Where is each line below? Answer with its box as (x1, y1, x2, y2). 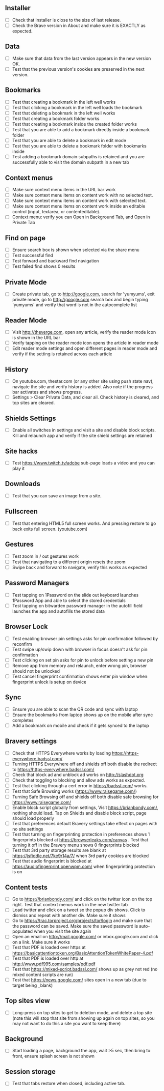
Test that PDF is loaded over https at (12, 945, 86, 950)
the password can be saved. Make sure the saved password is (12, 923, 138, 929)
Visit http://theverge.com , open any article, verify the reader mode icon (12, 329, 156, 335)
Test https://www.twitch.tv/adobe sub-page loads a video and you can (12, 459, 155, 466)
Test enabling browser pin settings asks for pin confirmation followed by (12, 635, 158, 641)
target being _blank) (12, 982, 53, 988)
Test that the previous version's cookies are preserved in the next (12, 66, 145, 72)
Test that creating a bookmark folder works (12, 115, 99, 121)
